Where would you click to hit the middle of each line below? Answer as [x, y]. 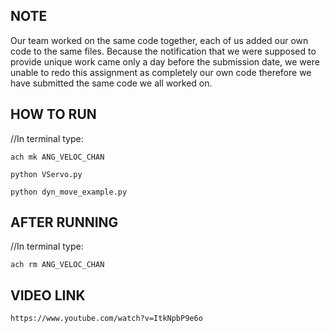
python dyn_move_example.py [69, 192]
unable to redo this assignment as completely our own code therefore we [161, 72]
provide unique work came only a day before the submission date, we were [165, 61]
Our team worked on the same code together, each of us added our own [159, 40]
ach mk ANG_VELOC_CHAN [57, 157]
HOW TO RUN [53, 114]
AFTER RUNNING [64, 222]
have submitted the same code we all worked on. [111, 83]
